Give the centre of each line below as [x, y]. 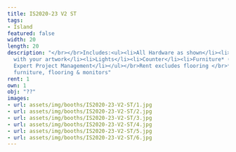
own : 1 [17, 85]
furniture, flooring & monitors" [63, 72]
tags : [15, 20]
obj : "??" [22, 92]
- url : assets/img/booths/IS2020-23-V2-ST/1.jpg [80, 105]
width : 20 [22, 40]
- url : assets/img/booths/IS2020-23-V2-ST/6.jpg [80, 137]
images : [19, 99]
